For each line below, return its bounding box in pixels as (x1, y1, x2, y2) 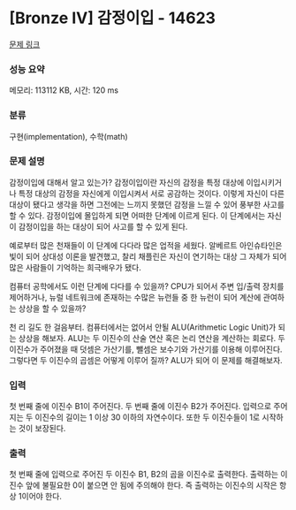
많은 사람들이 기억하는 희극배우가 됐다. (9, 262, 141, 272)
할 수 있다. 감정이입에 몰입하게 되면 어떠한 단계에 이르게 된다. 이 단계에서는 (9, 209, 266, 221)
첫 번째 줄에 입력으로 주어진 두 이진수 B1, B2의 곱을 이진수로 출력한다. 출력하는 (9, 469, 279, 480)
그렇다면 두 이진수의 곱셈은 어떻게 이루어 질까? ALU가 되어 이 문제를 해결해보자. (9, 354, 283, 365)
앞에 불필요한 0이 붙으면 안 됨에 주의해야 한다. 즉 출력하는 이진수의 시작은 (25, 480, 278, 491)
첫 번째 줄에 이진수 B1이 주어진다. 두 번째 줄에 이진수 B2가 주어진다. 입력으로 (9, 401, 272, 412)
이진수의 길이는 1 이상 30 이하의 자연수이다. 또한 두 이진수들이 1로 (34, 412, 261, 422)
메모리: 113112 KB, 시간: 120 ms (9, 85, 119, 95)
